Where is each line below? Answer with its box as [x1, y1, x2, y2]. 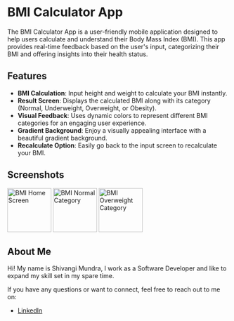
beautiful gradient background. [17, 133, 108, 142]
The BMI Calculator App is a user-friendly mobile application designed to [7, 27, 218, 36]
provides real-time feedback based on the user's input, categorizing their [7, 42, 220, 51]
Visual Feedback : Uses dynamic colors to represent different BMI [17, 111, 209, 119]
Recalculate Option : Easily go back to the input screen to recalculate [17, 141, 218, 150]
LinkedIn [17, 306, 43, 315]
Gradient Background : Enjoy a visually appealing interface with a [17, 126, 207, 134]
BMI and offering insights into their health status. [7, 50, 148, 58]
